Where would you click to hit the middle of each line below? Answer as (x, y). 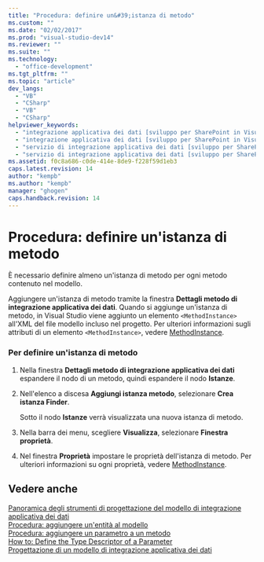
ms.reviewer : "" (35, 45)
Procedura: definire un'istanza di (118, 237)
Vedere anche (43, 489)
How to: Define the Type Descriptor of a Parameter (90, 541)
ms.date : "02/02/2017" (45, 30)
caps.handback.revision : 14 (54, 198)
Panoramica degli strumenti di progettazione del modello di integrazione (125, 508)
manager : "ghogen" (38, 191)
